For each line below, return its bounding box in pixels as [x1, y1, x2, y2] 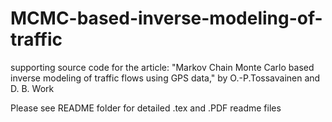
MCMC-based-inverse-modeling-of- [10, 7, 323, 30]
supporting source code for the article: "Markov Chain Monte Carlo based [10, 61, 315, 73]
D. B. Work [10, 82, 55, 94]
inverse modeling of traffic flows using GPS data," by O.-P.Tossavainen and [10, 72, 321, 84]
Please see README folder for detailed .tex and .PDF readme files [10, 102, 282, 114]
